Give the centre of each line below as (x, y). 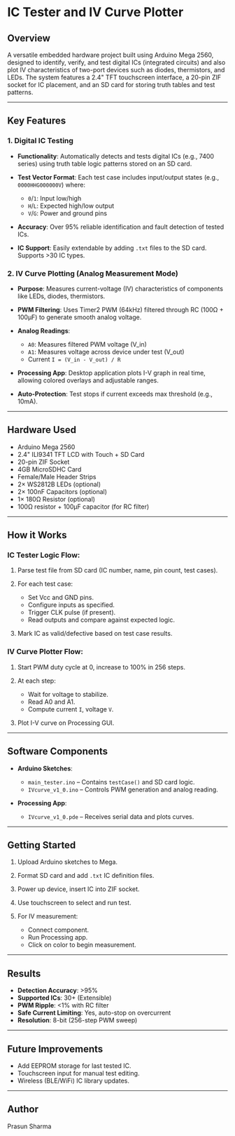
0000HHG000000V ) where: (51, 185)
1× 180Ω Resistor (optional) (56, 499)
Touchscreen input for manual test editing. (78, 1074)
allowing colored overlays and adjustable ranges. (88, 380)
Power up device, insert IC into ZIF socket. (78, 889)
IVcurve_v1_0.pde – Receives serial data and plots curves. (111, 816)
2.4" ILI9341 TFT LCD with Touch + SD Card (81, 454)
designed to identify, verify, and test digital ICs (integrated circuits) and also (116, 62)
